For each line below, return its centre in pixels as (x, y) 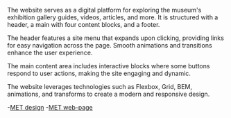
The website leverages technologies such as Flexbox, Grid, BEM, (100, 87)
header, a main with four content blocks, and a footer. (84, 24)
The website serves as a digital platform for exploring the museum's (104, 10)
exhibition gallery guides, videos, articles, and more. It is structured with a (113, 17)
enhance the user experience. (50, 52)
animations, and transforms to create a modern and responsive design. (109, 94)
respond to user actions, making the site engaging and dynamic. (99, 73)
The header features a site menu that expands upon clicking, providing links (115, 38)
